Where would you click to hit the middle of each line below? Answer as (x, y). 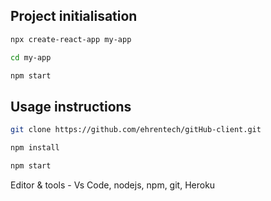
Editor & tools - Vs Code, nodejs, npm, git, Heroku (113, 185)
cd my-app (31, 57)
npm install (35, 148)
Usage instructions (71, 106)
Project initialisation (74, 16)
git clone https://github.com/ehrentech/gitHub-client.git (136, 130)
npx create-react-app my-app (71, 39)
